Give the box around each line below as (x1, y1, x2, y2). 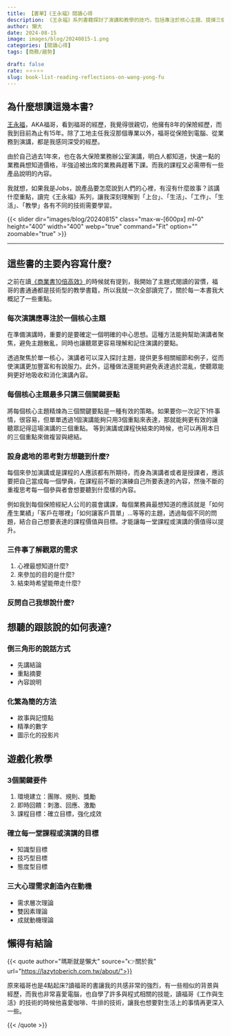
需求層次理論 (16, 898, 54, 907)
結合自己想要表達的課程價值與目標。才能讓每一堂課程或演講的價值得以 (19, 518, 218, 526)
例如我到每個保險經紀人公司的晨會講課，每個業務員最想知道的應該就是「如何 (7, 500, 224, 509)
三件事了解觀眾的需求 (7, 545, 78, 554)
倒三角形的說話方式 (7, 644, 71, 653)
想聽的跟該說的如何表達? (7, 621, 112, 633)
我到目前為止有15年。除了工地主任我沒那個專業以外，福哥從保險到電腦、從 (7, 129, 218, 138)
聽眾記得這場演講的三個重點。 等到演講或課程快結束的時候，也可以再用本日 (7, 424, 220, 432)
